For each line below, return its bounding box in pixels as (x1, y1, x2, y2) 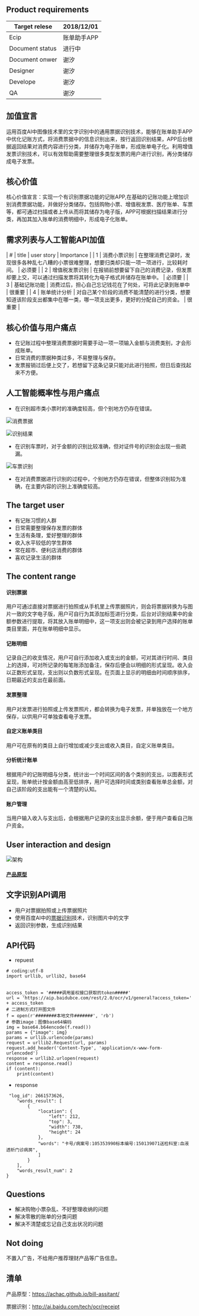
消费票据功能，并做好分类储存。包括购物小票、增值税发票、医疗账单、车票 (11, 201, 193, 208)
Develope (9, 77, 36, 85)
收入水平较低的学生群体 (14, 539, 72, 546)
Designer (9, 66, 34, 75)
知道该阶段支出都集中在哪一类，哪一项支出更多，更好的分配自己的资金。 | (6, 296, 186, 303)
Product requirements (6, 5, 89, 15)
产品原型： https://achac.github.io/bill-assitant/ (6, 1290, 120, 1298)
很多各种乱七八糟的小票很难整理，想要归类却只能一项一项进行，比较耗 (11, 259, 182, 266)
